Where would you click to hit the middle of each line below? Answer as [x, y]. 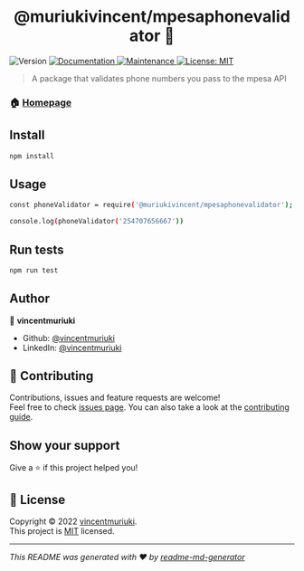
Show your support [65, 445]
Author [29, 299]
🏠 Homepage [41, 102]
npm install [32, 156]
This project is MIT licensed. [62, 531]
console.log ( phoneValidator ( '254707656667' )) [96, 222]
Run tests [37, 249]
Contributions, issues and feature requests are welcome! [115, 398]
